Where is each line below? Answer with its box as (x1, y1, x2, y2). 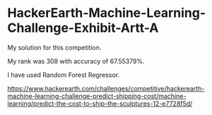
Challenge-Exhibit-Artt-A (7, 20, 159, 36)
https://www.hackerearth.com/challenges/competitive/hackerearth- (7, 84, 205, 92)
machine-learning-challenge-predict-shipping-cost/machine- (7, 92, 187, 100)
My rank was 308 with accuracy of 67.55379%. (7, 56, 145, 65)
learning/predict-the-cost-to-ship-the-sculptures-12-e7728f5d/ (7, 99, 193, 107)
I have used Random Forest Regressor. (7, 71, 120, 79)
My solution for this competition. (7, 43, 102, 52)
